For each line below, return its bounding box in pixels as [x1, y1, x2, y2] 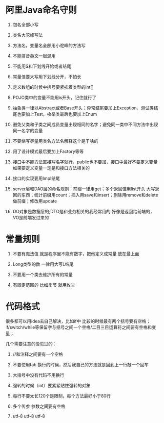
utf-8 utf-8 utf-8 [12, 413, 45, 419]
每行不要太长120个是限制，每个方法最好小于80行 [12, 393, 111, 398]
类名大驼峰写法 [12, 32, 43, 38]
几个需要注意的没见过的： [5, 341, 57, 347]
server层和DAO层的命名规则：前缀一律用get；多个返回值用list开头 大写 [12, 186, 155, 192]
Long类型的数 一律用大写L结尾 [12, 261, 74, 267]
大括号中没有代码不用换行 [12, 372, 64, 378]
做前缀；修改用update [12, 198, 57, 204]
